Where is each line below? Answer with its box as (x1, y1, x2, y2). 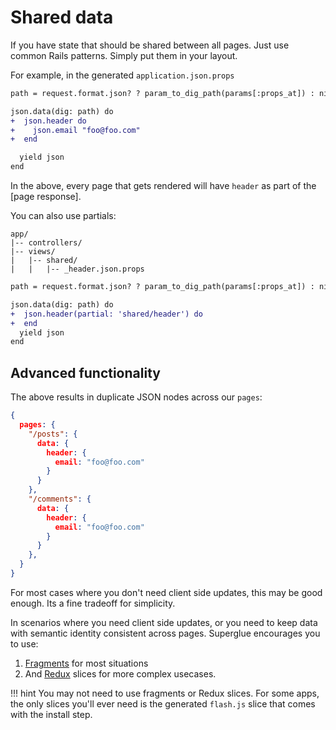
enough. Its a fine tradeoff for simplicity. (10, 597, 176, 609)
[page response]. (10, 191, 82, 203)
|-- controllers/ (10, 238, 83, 248)
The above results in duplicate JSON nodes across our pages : (10, 391, 263, 403)
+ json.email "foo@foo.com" (10, 125, 141, 135)
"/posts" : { (28, 429, 78, 439)
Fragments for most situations (24, 657, 149, 669)
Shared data (10, 6, 114, 29)
